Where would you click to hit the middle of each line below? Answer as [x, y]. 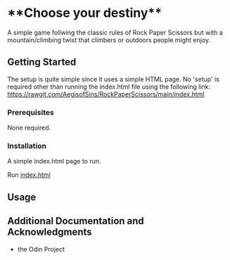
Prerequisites [31, 112]
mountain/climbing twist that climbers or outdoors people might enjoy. [109, 39]
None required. [29, 128]
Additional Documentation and [76, 221]
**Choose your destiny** [85, 13]
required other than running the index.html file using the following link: [109, 87]
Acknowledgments [50, 232]
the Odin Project [41, 249]
